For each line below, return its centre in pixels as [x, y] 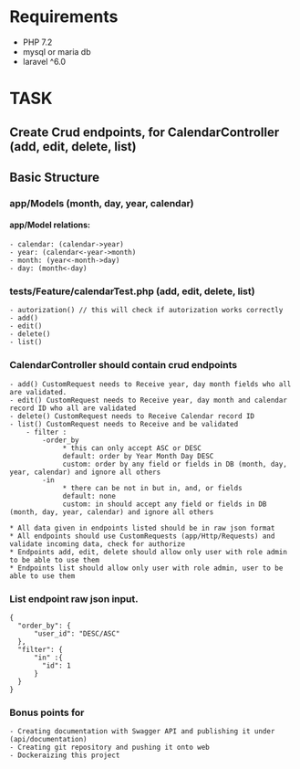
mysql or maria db [57, 51]
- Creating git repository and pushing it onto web [109, 748]
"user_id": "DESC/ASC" [77, 633]
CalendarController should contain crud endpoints [124, 365]
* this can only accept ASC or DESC [132, 448]
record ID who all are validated [73, 408]
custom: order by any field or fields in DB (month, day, [175, 464]
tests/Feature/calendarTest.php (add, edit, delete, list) [132, 291]
